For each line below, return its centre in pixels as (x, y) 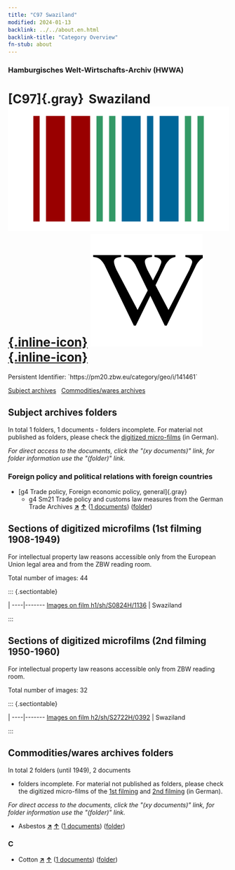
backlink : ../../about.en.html (54, 30)
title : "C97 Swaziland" (43, 15)
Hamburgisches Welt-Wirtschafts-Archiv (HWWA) (96, 70)
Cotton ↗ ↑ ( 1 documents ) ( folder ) (68, 859)
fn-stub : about (30, 45)
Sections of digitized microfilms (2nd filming (107, 641)
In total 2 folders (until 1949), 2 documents (69, 770)
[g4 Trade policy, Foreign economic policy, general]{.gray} (103, 492)
